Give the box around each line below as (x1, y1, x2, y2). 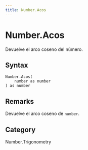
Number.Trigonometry (5, 139, 52, 145)
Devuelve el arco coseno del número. (5, 46, 83, 52)
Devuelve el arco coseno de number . (5, 110, 80, 117)
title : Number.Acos (5, 7, 47, 13)
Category (5, 125, 36, 134)
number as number (14, 79, 51, 84)
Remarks (5, 97, 34, 106)
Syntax (5, 61, 28, 69)
